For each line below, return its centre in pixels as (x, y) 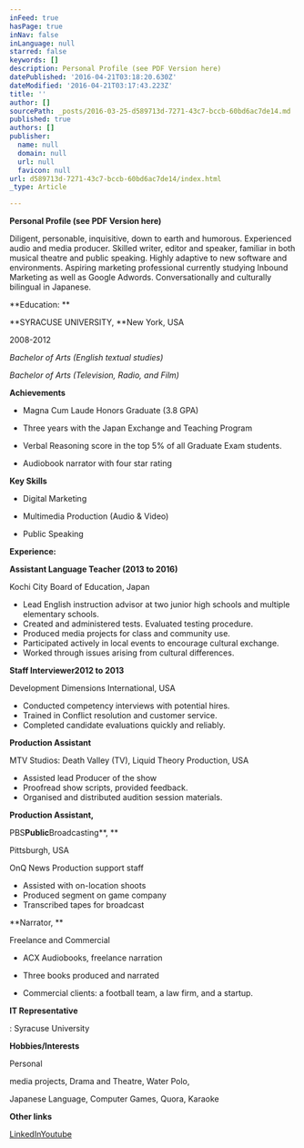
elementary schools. (61, 615)
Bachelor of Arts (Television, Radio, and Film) (95, 375)
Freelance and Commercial (60, 940)
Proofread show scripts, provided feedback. (105, 787)
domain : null (42, 153)
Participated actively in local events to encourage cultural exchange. (151, 644)
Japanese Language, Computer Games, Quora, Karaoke (115, 1099)
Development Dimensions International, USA (92, 688)
